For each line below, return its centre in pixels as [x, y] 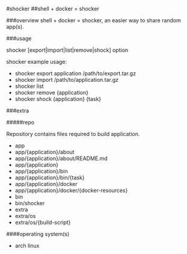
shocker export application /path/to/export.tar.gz [75, 73]
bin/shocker [30, 203]
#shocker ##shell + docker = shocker [53, 9]
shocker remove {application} [52, 92]
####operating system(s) [38, 234]
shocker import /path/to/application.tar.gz [67, 80]
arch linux [27, 246]
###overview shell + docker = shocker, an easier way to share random [94, 20]
